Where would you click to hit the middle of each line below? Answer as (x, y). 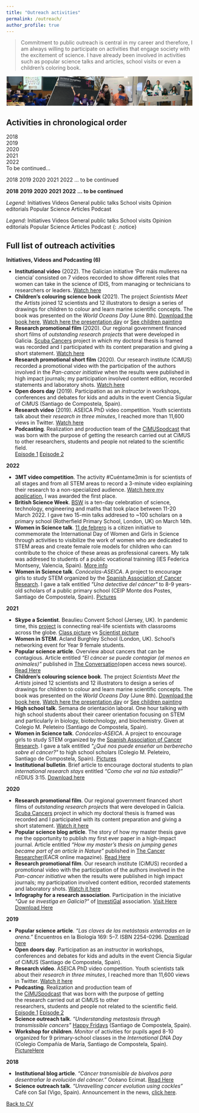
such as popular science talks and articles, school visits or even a (101, 62)
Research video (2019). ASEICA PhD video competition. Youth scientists (103, 410)
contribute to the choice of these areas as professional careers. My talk (102, 553)
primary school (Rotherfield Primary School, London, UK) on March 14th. (103, 521)
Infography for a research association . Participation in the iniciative (98, 895)
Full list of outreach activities (61, 245)
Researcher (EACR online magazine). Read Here (73, 857)
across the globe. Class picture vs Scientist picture (77, 632)
